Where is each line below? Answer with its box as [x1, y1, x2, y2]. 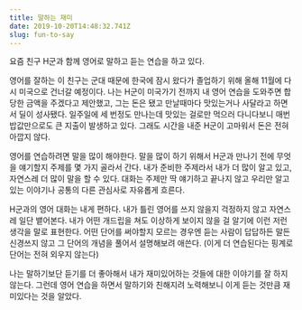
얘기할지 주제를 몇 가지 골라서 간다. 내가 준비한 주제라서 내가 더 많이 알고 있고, [18, 162, 293, 173]
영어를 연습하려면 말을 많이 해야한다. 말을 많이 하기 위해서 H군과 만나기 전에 [9, 151, 275, 162]
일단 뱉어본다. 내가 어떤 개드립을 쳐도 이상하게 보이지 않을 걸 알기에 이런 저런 [18, 215, 288, 226]
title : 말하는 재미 [9, 13, 73, 23]
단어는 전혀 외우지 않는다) [9, 249, 99, 260]
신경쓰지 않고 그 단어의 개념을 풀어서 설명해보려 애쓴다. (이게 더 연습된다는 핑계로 [9, 238, 294, 249]
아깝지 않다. [9, 132, 51, 143]
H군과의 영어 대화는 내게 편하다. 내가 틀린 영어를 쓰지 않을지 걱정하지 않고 [9, 204, 268, 215]
